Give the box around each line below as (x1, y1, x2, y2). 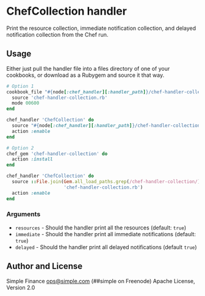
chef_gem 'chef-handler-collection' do (6, 151, 108, 157)
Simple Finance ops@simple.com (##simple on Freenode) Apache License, (6, 277, 195, 284)
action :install (12, 156, 53, 162)
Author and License (6, 261, 83, 272)
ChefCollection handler (6, 4, 127, 18)
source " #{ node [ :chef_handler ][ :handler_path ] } (12, 123, 135, 129)
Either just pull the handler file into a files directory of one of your (6, 65, 170, 72)
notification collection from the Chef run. (6, 31, 109, 38)
